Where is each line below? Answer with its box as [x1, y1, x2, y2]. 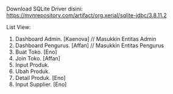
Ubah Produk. [15, 68, 50, 75]
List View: [6, 24, 31, 31]
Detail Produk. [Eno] [15, 74, 66, 81]
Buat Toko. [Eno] [15, 48, 57, 56]
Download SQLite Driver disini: [6, 5, 83, 12]
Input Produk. [15, 61, 50, 68]
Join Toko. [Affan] [15, 55, 61, 62]
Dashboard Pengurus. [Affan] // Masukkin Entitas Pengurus [15, 42, 164, 49]
